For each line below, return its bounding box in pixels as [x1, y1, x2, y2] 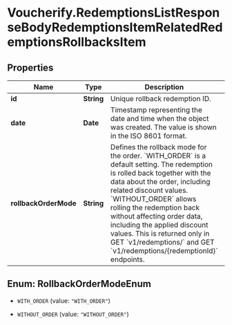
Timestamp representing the [110, 105, 202, 115]
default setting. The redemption [110, 160, 213, 169]
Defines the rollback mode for [110, 142, 207, 151]
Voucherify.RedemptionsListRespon [7, 5, 220, 21]
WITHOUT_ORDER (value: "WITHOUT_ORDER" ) [17, 310, 129, 318]
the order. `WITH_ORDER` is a [110, 151, 206, 160]
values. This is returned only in [110, 229, 210, 238]
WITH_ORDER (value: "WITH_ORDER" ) [17, 296, 110, 305]
